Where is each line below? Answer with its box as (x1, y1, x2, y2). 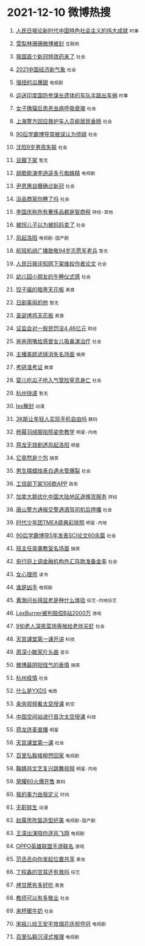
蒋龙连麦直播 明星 (15, 725, 59, 733)
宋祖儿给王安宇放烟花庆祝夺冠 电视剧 (15, 920, 106, 927)
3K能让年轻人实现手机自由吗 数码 (15, 415, 98, 422)
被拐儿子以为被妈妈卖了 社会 (15, 221, 86, 228)
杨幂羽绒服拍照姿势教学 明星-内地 (15, 428, 97, 436)
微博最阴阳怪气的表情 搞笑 (15, 661, 80, 668)
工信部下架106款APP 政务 (15, 479, 79, 487)
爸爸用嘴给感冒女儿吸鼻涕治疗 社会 (15, 337, 102, 345)
